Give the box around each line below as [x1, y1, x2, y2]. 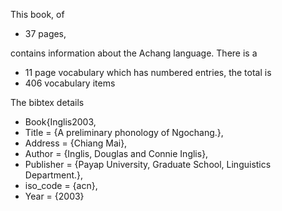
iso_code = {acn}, [24, 180, 98, 191]
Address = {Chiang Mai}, [24, 137, 128, 149]
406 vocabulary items [24, 77, 116, 89]
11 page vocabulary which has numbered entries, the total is [24, 67, 272, 78]
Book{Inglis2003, [24, 116, 97, 128]
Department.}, [24, 169, 84, 181]
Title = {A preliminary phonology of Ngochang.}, [24, 127, 224, 138]
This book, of [10, 9, 65, 20]
